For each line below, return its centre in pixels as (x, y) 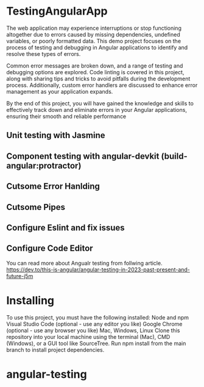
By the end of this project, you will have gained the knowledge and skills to (100, 103)
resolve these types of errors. (44, 54)
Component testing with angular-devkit (83, 156)
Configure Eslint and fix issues (65, 227)
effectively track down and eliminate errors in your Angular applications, (97, 110)
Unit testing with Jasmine (56, 135)
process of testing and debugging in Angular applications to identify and (97, 47)
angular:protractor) (44, 166)
